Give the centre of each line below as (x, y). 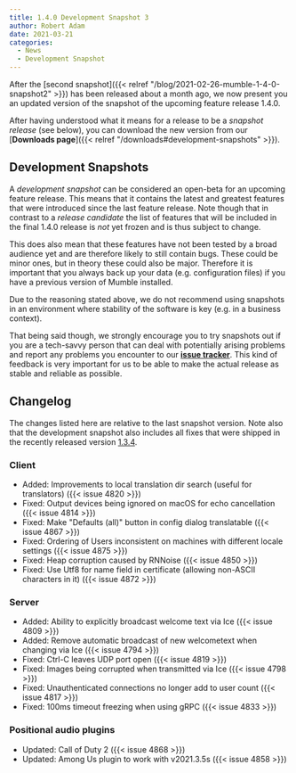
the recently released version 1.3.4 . (73, 441)
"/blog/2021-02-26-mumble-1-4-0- (215, 84)
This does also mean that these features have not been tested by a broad (143, 244)
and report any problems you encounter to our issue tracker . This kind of (144, 354)
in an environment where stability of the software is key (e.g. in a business (145, 308)
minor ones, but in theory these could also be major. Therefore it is (131, 263)
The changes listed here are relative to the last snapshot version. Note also (146, 423)
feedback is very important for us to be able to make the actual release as (144, 364)
